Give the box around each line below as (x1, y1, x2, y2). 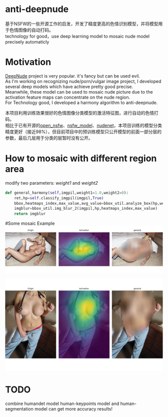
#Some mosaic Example (5, 220, 55, 226)
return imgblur (14, 211, 46, 216)
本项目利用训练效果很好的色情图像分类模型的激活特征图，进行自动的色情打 (5, 110, 158, 116)
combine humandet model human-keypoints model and (5, 400, 119, 406)
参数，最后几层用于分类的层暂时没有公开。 (5, 135, 93, 141)
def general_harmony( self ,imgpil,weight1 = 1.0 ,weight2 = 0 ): (5, 190, 128, 195)
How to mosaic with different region (5, 153, 157, 164)
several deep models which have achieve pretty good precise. (5, 84, 133, 90)
